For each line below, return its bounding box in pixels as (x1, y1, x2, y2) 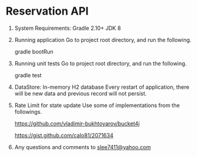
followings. (14, 108, 43, 115)
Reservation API (5, 4, 89, 18)
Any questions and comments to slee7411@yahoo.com (14, 143, 151, 150)
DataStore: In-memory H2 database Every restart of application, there (14, 83, 190, 91)
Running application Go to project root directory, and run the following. (14, 36, 192, 43)
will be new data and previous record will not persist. (14, 89, 147, 97)
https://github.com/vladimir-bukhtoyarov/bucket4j (14, 120, 140, 127)
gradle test (14, 71, 42, 78)
